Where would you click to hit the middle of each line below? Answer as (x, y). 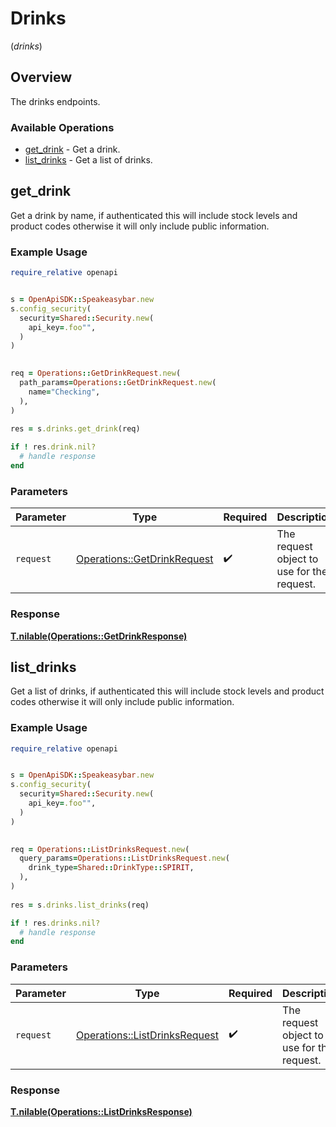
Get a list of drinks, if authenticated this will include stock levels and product (167, 691)
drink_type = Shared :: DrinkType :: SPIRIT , (111, 868)
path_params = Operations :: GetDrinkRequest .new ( (118, 383)
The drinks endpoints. (55, 101)
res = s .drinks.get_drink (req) (75, 429)
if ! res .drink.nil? (53, 447)
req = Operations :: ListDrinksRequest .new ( (100, 849)
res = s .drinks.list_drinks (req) (80, 905)
